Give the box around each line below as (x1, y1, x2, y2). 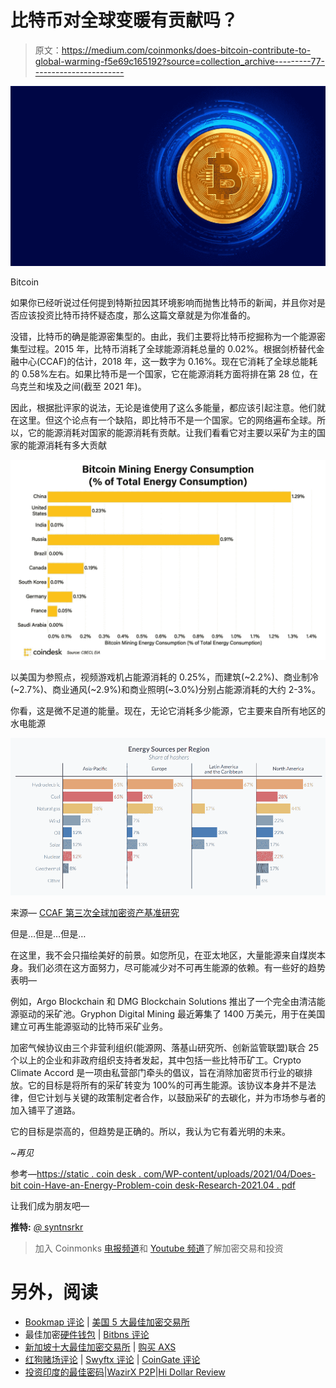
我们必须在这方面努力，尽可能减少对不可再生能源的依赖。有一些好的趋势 (27, 962, 326, 974)
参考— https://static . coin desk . (10, 1168, 142, 1180)
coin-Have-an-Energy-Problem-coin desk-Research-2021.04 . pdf (23, 1179, 297, 1191)
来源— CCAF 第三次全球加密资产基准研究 (10, 907, 180, 919)
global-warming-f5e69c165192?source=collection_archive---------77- (34, 55, 326, 67)
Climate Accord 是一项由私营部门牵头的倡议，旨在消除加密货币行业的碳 (10, 1067, 305, 1079)
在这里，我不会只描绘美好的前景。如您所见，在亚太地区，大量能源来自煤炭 (10, 949, 317, 961)
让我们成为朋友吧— (10, 1200, 90, 1212)
